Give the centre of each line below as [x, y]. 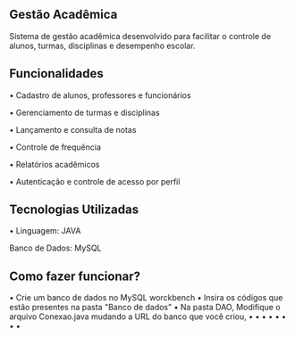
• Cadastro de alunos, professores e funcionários [100, 95]
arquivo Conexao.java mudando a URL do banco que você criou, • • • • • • [148, 316]
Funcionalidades [57, 74]
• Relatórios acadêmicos [55, 164]
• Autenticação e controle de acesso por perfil [95, 181]
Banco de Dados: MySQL [55, 248]
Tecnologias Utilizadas [74, 210]
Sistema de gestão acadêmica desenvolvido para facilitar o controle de [140, 36]
